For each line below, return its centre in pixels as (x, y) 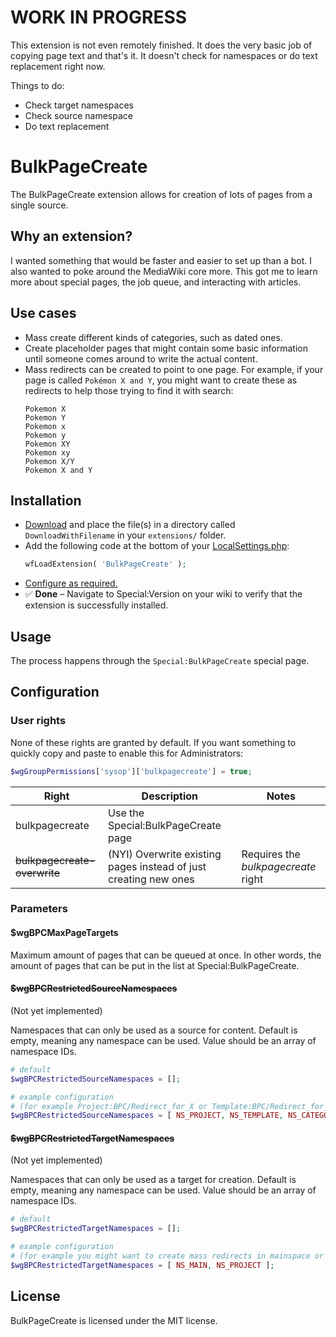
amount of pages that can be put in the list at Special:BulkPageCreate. (155, 965)
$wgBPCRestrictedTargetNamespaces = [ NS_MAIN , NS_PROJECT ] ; (142, 1265)
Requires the (271, 854)
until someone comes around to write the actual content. (141, 358)
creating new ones (151, 879)
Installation (46, 500)
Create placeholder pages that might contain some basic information (166, 348)
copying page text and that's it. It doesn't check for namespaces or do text (164, 55)
